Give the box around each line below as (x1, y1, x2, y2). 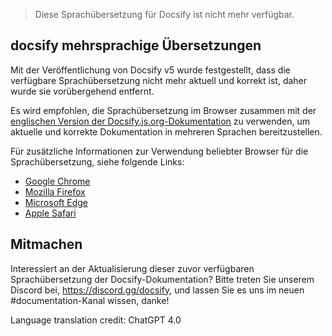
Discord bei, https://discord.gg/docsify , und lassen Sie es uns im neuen (10, 284, 305, 296)
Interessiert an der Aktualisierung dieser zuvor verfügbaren (10, 262, 255, 274)
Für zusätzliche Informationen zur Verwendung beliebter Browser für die (10, 145, 309, 157)
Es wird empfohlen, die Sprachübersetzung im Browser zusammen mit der (10, 104, 317, 116)
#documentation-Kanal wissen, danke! (10, 294, 170, 306)
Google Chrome (24, 175, 91, 187)
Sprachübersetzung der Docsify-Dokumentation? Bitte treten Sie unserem (10, 273, 315, 285)
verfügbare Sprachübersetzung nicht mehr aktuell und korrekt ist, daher (10, 74, 308, 86)
